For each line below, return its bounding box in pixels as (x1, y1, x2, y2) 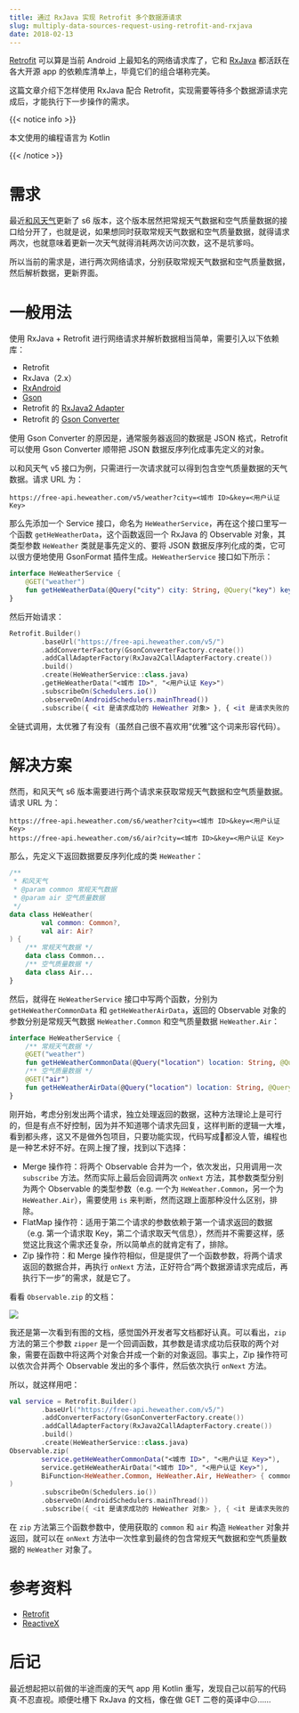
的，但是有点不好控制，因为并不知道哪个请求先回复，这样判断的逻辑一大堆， (9, 1119, 290, 1131)
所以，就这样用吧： (9, 1379, 80, 1390)
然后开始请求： (9, 611, 64, 621)
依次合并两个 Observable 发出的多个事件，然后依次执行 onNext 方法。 (16, 1360, 271, 1371)
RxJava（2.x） (21, 373, 77, 384)
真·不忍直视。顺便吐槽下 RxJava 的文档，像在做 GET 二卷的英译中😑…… (9, 1693, 271, 1705)
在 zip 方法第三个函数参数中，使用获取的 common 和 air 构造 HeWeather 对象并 (9, 1522, 290, 1532)
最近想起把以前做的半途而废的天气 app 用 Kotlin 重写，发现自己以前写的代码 (9, 1683, 287, 1693)
